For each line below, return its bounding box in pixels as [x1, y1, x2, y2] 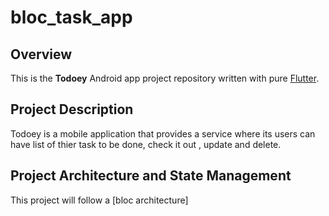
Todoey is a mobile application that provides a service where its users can [10, 127, 316, 140]
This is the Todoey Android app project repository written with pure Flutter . [10, 72, 320, 84]
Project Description [10, 101, 134, 118]
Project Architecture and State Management [10, 167, 292, 185]
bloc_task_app [10, 6, 133, 29]
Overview [10, 46, 73, 63]
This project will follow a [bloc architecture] [10, 194, 189, 206]
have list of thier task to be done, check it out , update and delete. [10, 138, 282, 150]
